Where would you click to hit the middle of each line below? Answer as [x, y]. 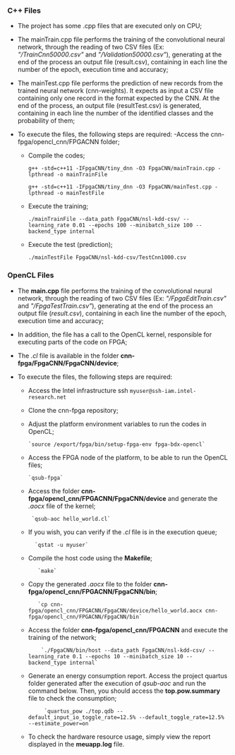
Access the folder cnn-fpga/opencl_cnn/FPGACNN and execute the [128, 629]
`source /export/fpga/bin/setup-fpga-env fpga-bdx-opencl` [117, 444]
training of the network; [62, 637]
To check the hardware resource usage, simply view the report [119, 737]
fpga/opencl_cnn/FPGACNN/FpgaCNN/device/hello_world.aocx [115, 610]
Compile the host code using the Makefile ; [90, 558]
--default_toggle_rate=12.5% [181, 717]
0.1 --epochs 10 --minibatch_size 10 [128, 656]
